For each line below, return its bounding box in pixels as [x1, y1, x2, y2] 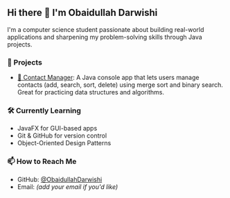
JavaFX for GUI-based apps [17, 124, 98, 133]
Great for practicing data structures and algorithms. [17, 88, 165, 97]
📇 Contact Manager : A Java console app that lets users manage [17, 74, 200, 82]
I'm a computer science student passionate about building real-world [7, 25, 204, 33]
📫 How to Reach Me [7, 157, 77, 167]
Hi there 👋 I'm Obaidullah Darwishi [7, 7, 158, 19]
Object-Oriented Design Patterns [17, 139, 112, 147]
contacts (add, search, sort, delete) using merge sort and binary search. [17, 81, 223, 89]
